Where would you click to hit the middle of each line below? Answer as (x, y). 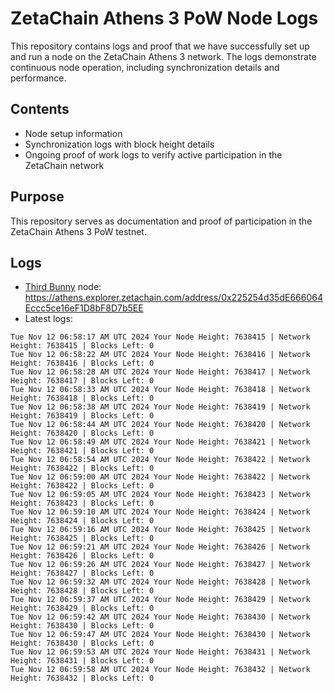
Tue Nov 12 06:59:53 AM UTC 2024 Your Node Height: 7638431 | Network (160, 652)
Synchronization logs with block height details (119, 144)
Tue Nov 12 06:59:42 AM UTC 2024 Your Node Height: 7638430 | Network (160, 617)
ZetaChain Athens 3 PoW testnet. (78, 231)
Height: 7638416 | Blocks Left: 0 (82, 363)
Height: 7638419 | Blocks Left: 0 (82, 416)
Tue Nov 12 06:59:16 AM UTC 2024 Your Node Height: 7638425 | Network (160, 530)
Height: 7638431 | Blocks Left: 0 (82, 661)
